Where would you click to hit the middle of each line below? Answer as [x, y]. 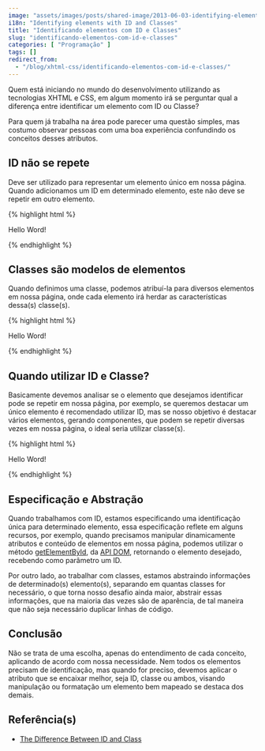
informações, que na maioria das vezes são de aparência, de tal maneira [126, 601]
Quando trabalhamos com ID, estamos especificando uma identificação [124, 518]
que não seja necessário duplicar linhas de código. [91, 609]
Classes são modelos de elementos [97, 269]
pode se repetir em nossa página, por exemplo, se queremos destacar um [128, 404]
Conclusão [35, 634]
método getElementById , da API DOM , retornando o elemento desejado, [125, 552]
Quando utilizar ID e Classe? [79, 376]
